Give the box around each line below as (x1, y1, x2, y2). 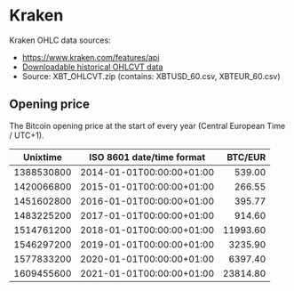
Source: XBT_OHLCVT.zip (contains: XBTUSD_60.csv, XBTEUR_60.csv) (21, 70, 282, 81)
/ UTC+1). (9, 130, 44, 141)
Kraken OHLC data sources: (9, 35, 111, 45)
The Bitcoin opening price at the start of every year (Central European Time (9, 120, 286, 131)
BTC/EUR (226, 150, 266, 163)
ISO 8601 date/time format (88, 150, 206, 163)
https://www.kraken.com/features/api (21, 52, 160, 62)
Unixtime (22, 150, 62, 163)
